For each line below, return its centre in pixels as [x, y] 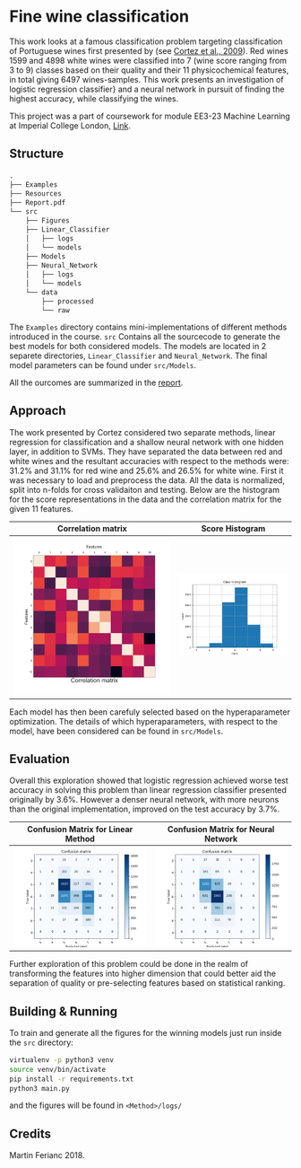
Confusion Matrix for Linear [80, 829]
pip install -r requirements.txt [72, 1079]
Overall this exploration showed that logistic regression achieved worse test [149, 781]
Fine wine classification [99, 17]
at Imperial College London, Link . [70, 125]
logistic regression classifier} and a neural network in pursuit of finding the [147, 89]
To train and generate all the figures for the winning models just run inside [146, 1032]
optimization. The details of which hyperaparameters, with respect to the [143, 721]
